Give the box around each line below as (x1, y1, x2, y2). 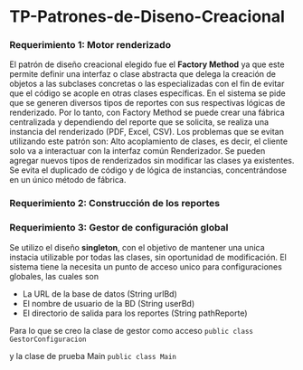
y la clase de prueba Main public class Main (9, 350, 177, 361)
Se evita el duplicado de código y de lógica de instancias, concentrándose (9, 165, 288, 176)
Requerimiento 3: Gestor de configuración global (9, 222, 229, 234)
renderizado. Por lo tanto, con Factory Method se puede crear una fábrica (9, 107, 285, 119)
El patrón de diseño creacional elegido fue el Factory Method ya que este (9, 59, 285, 70)
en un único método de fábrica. (9, 175, 127, 185)
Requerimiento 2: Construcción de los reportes (9, 197, 220, 210)
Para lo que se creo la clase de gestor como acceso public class (9, 325, 253, 336)
